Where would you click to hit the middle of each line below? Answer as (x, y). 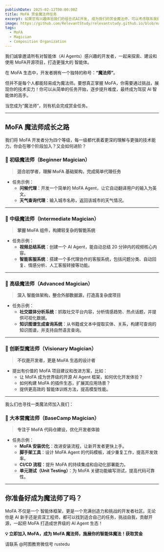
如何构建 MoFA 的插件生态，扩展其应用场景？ (65, 383)
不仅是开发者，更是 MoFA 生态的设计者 (56, 360)
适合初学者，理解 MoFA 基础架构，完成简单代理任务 (69, 171)
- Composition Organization (38, 42)
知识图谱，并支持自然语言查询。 (51, 330)
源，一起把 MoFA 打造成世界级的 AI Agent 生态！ (54, 523)
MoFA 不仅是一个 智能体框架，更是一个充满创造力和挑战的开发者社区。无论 (81, 511)
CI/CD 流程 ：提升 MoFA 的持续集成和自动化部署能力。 (74, 465)
